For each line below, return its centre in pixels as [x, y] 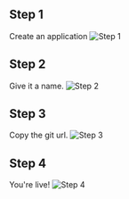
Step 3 [28, 114]
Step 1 [27, 15]
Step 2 [28, 65]
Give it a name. [36, 86]
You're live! [30, 185]
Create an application [48, 36]
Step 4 [28, 163]
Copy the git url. [39, 135]
